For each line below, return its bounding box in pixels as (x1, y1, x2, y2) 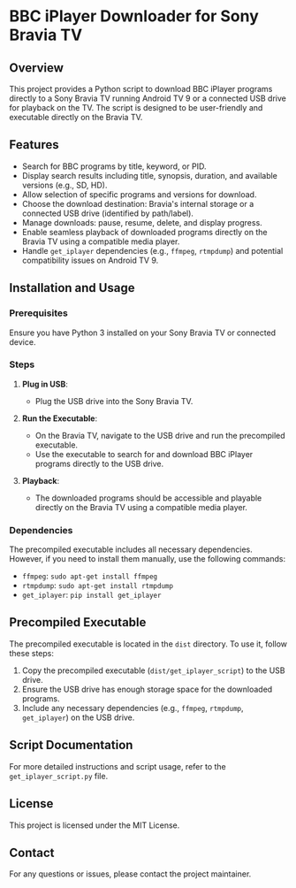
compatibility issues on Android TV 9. (21, 255, 159, 265)
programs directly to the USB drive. (34, 458, 164, 469)
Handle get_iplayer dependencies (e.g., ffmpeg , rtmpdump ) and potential (21, 245, 284, 256)
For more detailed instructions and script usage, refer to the (9, 761, 227, 771)
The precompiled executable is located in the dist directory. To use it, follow (9, 639, 288, 649)
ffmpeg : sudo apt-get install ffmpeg (21, 570, 158, 581)
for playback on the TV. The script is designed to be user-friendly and (9, 103, 263, 112)
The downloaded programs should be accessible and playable (34, 493, 262, 503)
